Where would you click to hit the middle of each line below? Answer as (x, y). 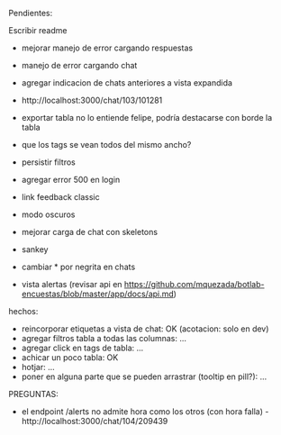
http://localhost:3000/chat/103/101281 (92, 100)
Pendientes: (31, 13)
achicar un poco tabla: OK (70, 358)
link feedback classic (60, 197)
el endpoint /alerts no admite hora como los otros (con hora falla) (142, 412)
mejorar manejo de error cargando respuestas (107, 48)
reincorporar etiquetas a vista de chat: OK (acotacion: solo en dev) (145, 329)
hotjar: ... (38, 367)
